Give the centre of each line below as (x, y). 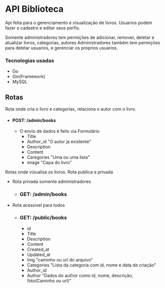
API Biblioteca (34, 9)
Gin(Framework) (29, 77)
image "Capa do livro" (49, 163)
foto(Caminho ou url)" (49, 281)
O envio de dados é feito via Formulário (60, 131)
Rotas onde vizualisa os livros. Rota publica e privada (59, 172)
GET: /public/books (43, 218)
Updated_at (39, 255)
